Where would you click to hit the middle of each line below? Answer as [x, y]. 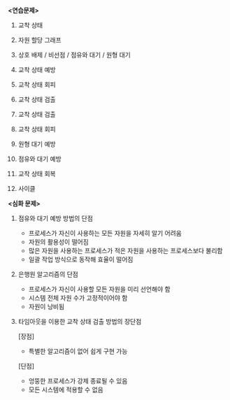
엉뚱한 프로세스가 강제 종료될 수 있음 [78, 381]
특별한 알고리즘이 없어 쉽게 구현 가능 [78, 351]
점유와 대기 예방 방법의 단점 [56, 218]
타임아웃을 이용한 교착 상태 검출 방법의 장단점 [80, 321]
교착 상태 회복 [37, 174]
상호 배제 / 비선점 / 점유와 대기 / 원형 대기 [74, 55]
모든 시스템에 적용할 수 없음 [66, 390]
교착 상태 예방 [37, 70]
